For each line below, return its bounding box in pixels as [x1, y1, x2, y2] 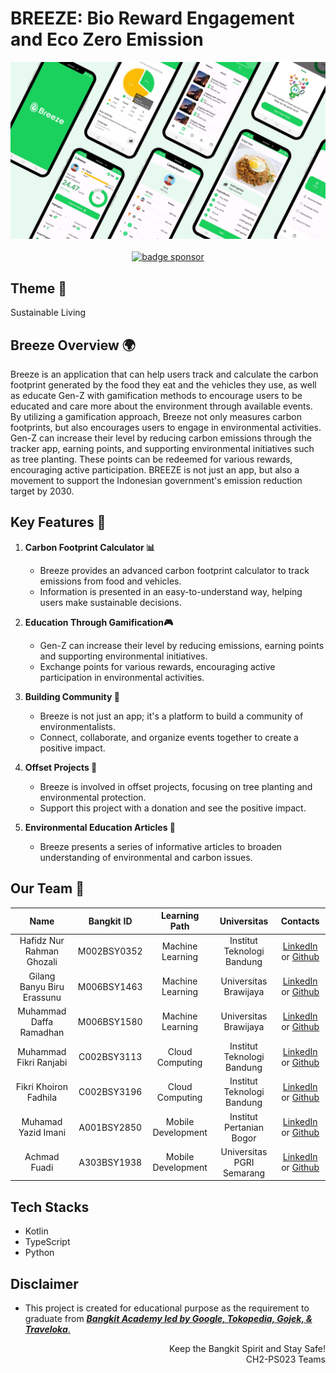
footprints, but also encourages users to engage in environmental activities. [10, 422, 322, 434]
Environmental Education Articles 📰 [24, 821, 177, 833]
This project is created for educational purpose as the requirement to [24, 1302, 310, 1314]
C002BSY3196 [78, 1086, 143, 1098]
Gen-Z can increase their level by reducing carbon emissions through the [10, 432, 312, 444]
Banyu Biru [19, 980, 65, 992]
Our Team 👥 [10, 880, 85, 897]
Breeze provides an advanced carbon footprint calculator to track [39, 564, 310, 576]
